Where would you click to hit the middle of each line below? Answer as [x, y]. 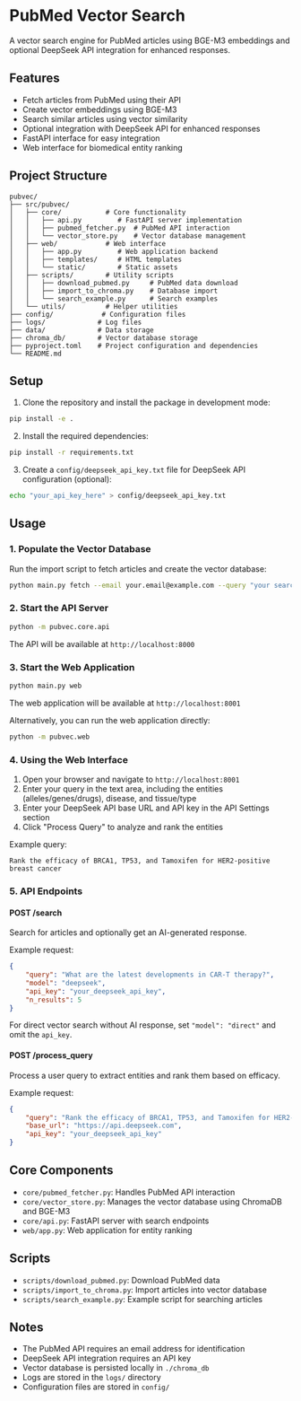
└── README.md [36, 354]
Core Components [61, 1171]
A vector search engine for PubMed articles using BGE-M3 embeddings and [150, 40]
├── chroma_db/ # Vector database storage [104, 337]
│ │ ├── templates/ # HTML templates [95, 259]
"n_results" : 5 [54, 1000]
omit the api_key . [41, 1035]
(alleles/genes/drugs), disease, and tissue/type [109, 799]
